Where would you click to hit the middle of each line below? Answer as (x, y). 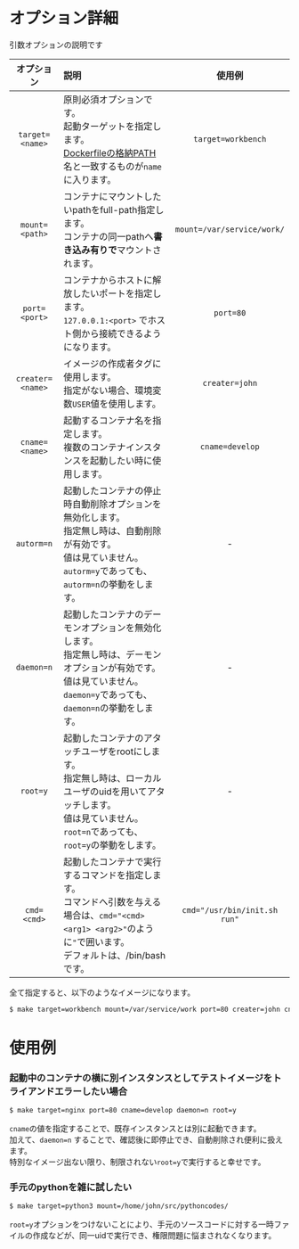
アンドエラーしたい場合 (77, 1091)
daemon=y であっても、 (108, 694)
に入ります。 (90, 179)
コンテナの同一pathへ (109, 236)
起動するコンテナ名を (108, 420)
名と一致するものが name (113, 166)
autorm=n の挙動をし (104, 584)
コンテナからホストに (108, 280)
